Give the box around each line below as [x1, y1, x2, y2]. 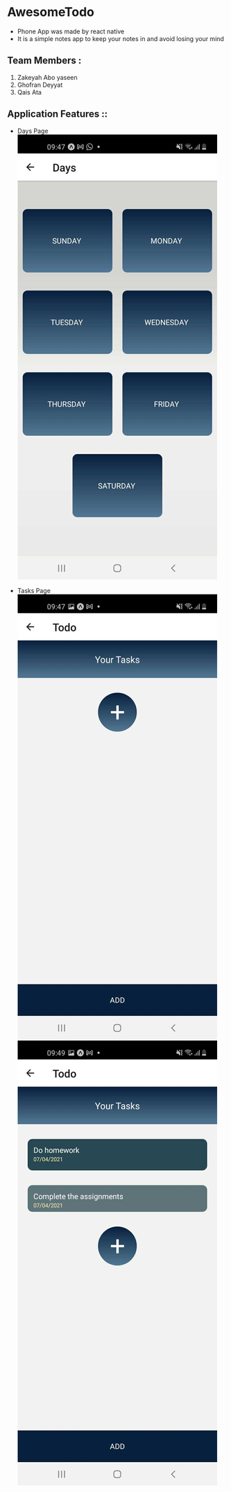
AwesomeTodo [7, 4, 95, 20]
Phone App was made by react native [17, 27, 125, 35]
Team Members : [7, 55, 82, 67]
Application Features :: [7, 108, 108, 120]
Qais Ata [17, 88, 42, 96]
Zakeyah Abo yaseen [17, 73, 78, 81]
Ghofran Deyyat [17, 81, 63, 89]
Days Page [17, 127, 49, 135]
